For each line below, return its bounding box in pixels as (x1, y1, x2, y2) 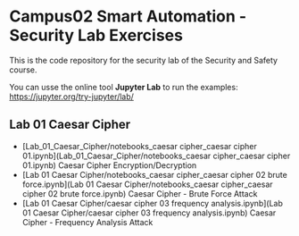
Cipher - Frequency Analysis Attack (21, 216, 154, 227)
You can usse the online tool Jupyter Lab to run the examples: (9, 81, 238, 92)
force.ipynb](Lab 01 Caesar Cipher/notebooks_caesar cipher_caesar (21, 179, 274, 190)
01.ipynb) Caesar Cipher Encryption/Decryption (21, 159, 197, 171)
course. (9, 64, 37, 75)
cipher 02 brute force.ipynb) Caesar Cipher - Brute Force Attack (21, 188, 258, 198)
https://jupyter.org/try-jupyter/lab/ (9, 91, 134, 102)
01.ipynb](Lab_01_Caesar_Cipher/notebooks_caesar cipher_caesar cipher (21, 150, 291, 161)
